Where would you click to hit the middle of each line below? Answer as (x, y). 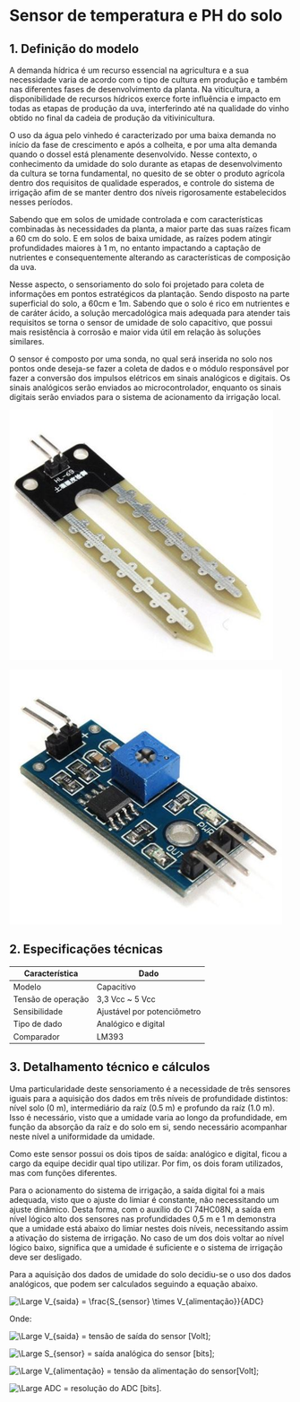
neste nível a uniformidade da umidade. (82, 1136)
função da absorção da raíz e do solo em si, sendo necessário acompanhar (149, 1127)
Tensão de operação (51, 999)
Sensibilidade (38, 1012)
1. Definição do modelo (74, 49)
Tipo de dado (38, 1024)
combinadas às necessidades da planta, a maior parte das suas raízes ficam (150, 229)
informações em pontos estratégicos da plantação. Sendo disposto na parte (150, 294)
